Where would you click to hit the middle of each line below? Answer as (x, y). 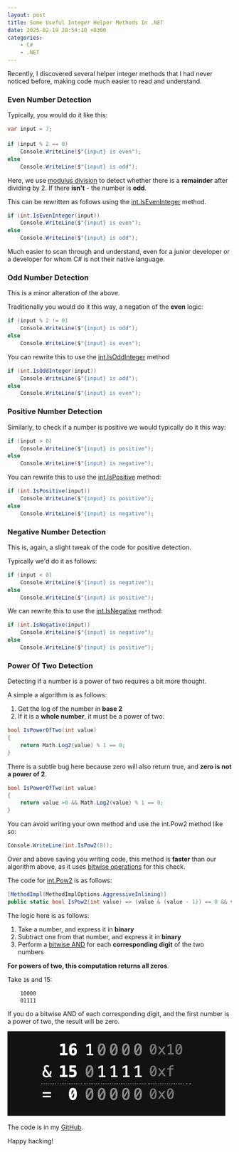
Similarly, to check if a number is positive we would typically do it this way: (117, 427)
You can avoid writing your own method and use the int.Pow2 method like (115, 824)
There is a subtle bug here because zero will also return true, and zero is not (119, 766)
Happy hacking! (31, 1141)
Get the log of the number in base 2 (70, 709)
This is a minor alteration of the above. (64, 293)
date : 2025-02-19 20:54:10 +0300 (57, 30)
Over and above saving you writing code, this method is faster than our (112, 859)
